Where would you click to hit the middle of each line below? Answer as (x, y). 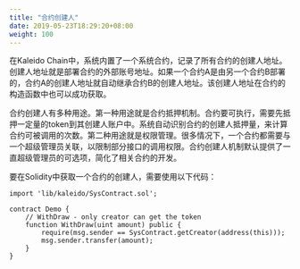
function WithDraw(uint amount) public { (103, 225)
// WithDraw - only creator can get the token (113, 217)
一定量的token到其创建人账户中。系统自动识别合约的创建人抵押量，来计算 (152, 124)
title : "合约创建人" (44, 17)
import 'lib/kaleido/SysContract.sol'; (83, 194)
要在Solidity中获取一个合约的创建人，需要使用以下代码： (113, 177)
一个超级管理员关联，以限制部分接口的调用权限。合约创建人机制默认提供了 (146, 147)
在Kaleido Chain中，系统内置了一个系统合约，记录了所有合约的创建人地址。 (148, 61)
